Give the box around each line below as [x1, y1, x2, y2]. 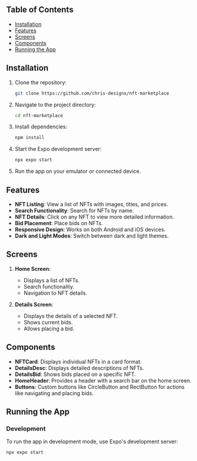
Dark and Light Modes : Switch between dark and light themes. [14, 232, 169, 239]
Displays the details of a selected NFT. [23, 312, 118, 320]
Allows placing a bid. [23, 325, 75, 332]
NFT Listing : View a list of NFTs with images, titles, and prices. [14, 200, 169, 207]
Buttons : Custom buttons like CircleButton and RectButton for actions [14, 383, 185, 390]
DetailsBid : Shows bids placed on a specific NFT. [14, 371, 136, 378]
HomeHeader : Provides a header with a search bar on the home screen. [14, 377, 192, 384]
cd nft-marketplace [14, 112, 63, 118]
